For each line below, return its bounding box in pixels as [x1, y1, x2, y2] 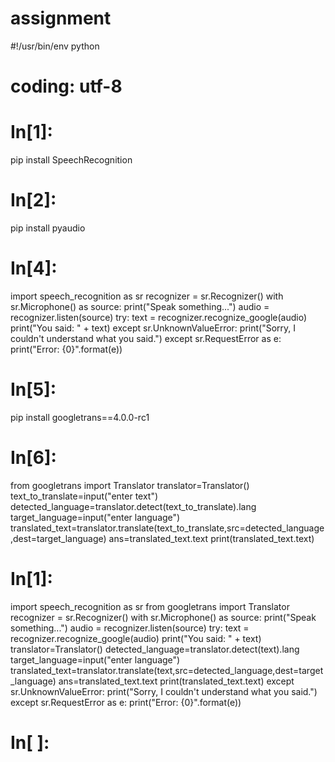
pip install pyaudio [10, 222, 86, 234]
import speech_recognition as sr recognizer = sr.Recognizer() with [10, 290, 284, 302]
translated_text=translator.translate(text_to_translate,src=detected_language [10, 522, 325, 534]
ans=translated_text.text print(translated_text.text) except [58, 675, 295, 687]
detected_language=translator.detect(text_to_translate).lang [10, 500, 257, 512]
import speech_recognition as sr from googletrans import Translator [10, 600, 290, 612]
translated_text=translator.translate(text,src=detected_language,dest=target [10, 664, 324, 676]
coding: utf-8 [10, 75, 123, 98]
